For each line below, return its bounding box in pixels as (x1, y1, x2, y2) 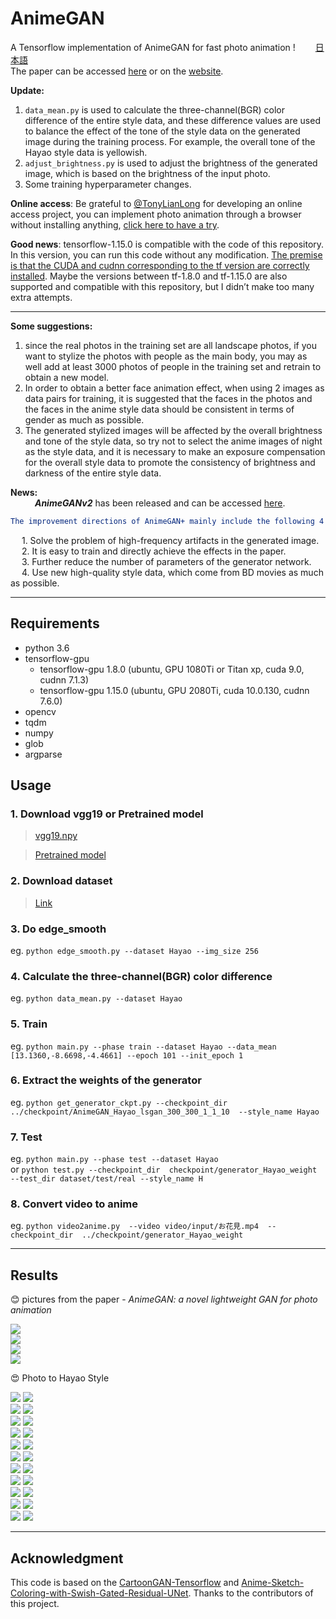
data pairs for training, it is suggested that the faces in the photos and (24, 392, 313, 404)
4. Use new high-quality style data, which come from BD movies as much (21, 566, 324, 578)
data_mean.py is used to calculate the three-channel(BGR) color (24, 103, 285, 116)
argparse (24, 748, 63, 760)
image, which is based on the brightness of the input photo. (24, 167, 271, 179)
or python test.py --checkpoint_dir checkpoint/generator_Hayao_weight (10, 1163, 318, 1176)
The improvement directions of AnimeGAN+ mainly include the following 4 (10, 516, 325, 526)
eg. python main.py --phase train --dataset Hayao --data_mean (10, 1040, 277, 1052)
